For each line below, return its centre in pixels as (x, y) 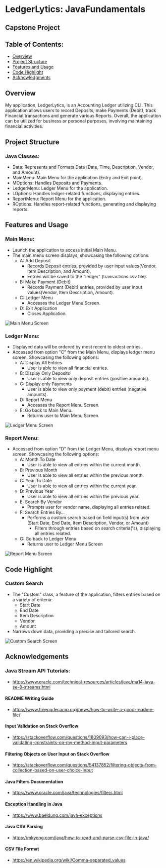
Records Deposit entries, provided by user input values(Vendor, (92, 266)
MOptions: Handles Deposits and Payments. (57, 183)
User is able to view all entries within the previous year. (83, 497)
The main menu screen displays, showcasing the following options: (81, 255)
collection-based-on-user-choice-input (53, 770)
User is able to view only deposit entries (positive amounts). (88, 378)
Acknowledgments (31, 78)
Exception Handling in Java (34, 804)
